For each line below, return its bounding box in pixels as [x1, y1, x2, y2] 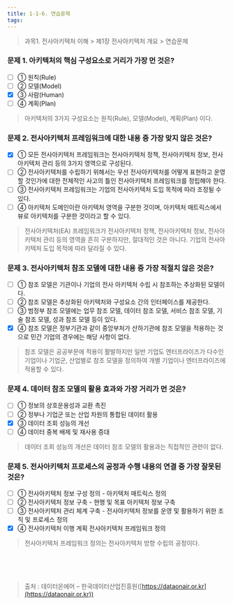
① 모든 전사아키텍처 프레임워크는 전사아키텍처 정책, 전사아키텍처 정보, [17, 151, 211, 159]
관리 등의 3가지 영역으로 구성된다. [41, 159, 134, 167]
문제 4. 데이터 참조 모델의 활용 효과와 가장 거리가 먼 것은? [7, 384, 186, 394]
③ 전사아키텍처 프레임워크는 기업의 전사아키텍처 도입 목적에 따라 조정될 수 [17, 186, 222, 194]
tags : [7, 17, 23, 24]
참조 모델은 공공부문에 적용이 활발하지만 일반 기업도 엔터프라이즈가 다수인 [24, 348, 225, 356]
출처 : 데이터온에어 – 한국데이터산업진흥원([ [24, 582, 142, 590]
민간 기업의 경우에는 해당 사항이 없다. [30, 333, 131, 341]
